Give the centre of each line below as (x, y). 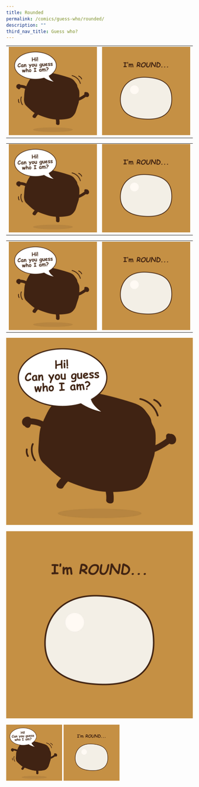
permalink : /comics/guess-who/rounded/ (55, 19)
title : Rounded (25, 12)
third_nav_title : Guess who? (42, 31)
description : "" (26, 25)
